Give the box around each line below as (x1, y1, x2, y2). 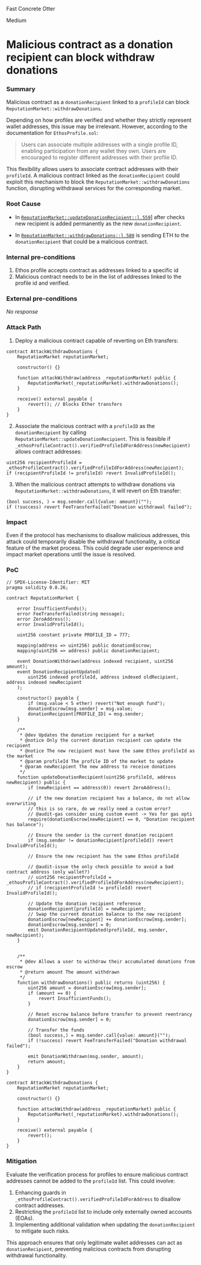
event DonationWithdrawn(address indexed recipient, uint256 (17, 659, 173, 665)
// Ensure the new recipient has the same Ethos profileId (28, 853, 179, 860)
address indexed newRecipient (6, 680, 82, 686)
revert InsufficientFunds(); (38, 996, 112, 1002)
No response (6, 308, 39, 315)
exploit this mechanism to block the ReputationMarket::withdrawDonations (6, 178, 190, 185)
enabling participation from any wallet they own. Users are (20, 148, 167, 155)
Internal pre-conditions (6, 253, 76, 261)
